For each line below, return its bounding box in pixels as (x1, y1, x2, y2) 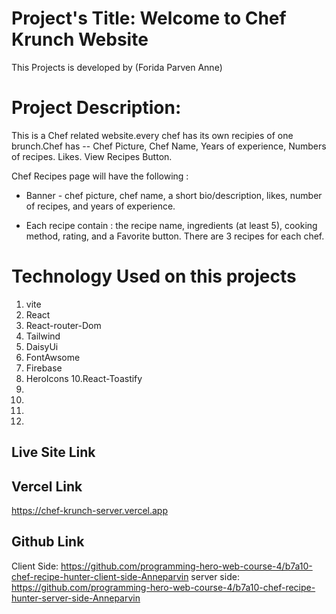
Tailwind (25, 330, 61, 342)
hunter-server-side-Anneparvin (11, 592, 141, 604)
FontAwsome (25, 351, 81, 363)
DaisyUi (25, 340, 59, 352)
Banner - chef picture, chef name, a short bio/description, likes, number (25, 189, 323, 201)
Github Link (11, 533, 85, 551)
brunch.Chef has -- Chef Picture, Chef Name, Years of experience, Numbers (11, 140, 327, 152)
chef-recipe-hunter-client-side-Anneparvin (11, 570, 189, 582)
